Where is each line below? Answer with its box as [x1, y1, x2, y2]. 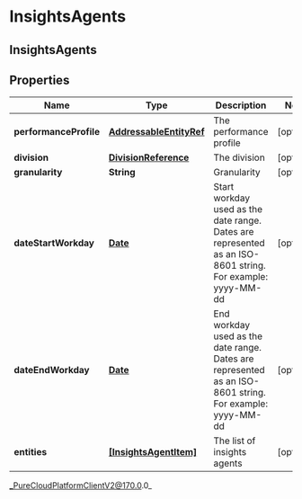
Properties [9, 72, 70, 87]
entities [13, 446, 48, 459]
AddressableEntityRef [108, 126, 205, 138]
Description [215, 99, 267, 111]
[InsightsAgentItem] [108, 446, 198, 459]
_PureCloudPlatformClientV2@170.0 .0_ [9, 480, 153, 491]
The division [213, 151, 265, 164]
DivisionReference [108, 151, 190, 164]
